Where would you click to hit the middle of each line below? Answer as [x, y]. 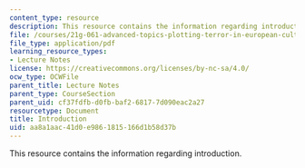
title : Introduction [49, 119]
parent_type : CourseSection [63, 94]
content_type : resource [54, 18]
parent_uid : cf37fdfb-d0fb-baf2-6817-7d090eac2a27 [107, 102]
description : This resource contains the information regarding [133, 26]
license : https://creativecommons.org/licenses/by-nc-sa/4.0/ [129, 69]
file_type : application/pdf [63, 43]
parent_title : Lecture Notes [64, 85]
